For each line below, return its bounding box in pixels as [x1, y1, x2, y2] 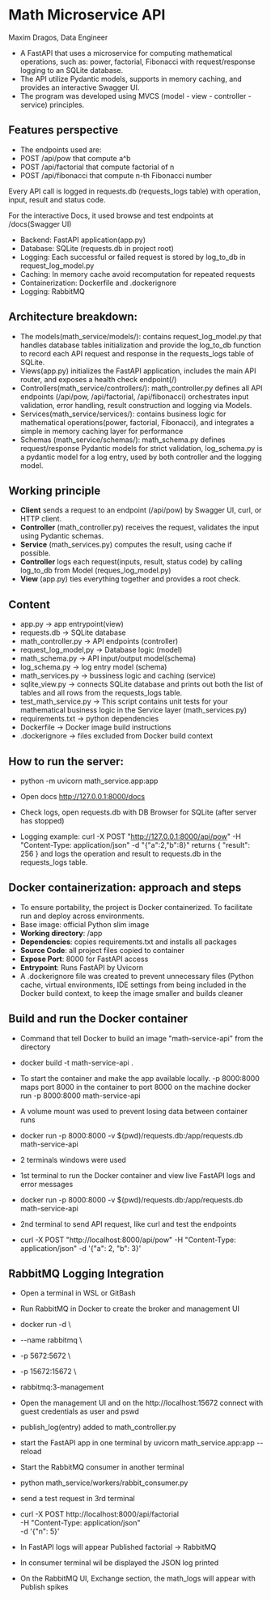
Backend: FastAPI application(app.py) [19, 235, 146, 245]
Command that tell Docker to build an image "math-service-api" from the [19, 1033, 264, 1043]
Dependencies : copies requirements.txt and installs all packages [19, 937, 237, 947]
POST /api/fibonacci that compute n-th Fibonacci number [19, 170, 212, 180]
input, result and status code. [8, 194, 106, 204]
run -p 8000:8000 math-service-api [19, 1091, 141, 1100]
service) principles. [19, 100, 85, 109]
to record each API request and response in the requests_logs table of [19, 348, 255, 358]
